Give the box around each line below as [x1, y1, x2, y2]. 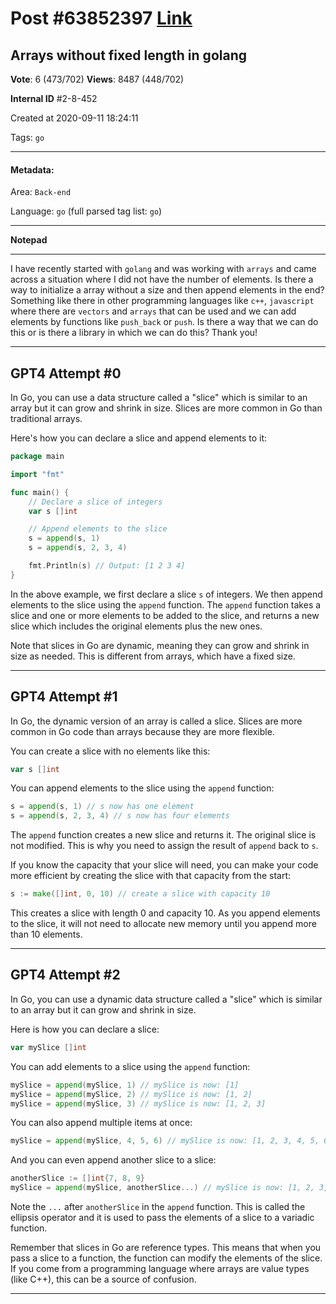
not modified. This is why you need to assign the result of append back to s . [10, 840, 319, 852]
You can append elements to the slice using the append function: [10, 782, 275, 794]
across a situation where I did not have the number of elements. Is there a [10, 273, 314, 286]
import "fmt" [10, 469, 65, 479]
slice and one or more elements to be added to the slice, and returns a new [10, 609, 320, 621]
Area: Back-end [10, 186, 72, 198]
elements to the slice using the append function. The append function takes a [10, 598, 322, 611]
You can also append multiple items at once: [10, 1117, 193, 1129]
